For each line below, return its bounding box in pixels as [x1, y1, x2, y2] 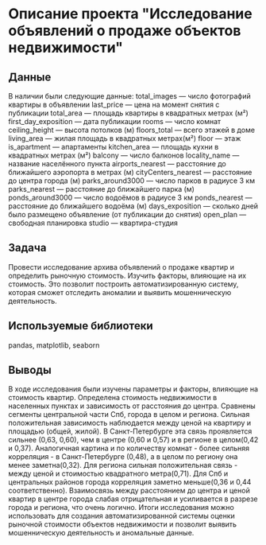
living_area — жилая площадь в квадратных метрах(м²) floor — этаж [8, 134, 241, 143]
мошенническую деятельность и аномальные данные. [8, 528, 195, 538]
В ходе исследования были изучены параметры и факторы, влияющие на [8, 384, 259, 394]
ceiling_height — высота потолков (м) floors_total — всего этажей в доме [8, 125, 256, 134]
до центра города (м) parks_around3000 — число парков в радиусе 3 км [8, 176, 256, 185]
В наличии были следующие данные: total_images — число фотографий [8, 91, 252, 100]
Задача [8, 241, 47, 255]
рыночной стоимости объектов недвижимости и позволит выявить [8, 520, 237, 529]
